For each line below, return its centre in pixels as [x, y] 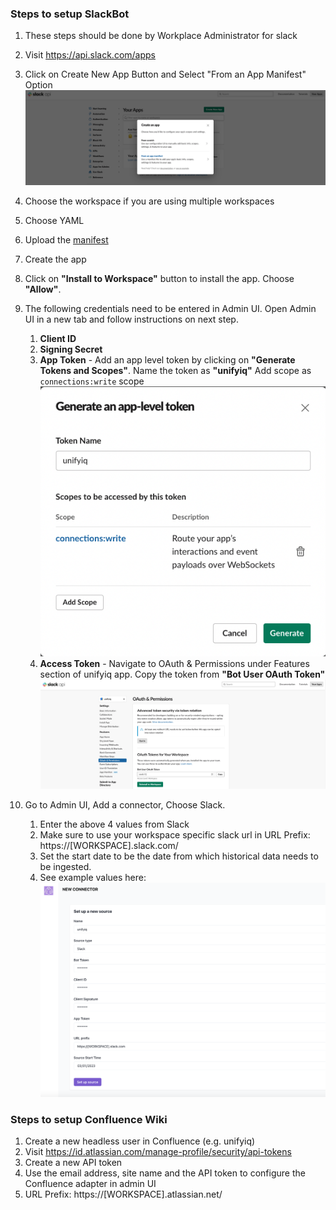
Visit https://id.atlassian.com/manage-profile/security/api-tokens [158, 1152]
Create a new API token [73, 1163]
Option [38, 85]
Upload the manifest [66, 240]
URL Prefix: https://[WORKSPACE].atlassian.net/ [123, 1194]
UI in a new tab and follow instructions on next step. [131, 319]
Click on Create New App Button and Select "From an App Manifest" [165, 74]
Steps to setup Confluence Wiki [89, 1119]
